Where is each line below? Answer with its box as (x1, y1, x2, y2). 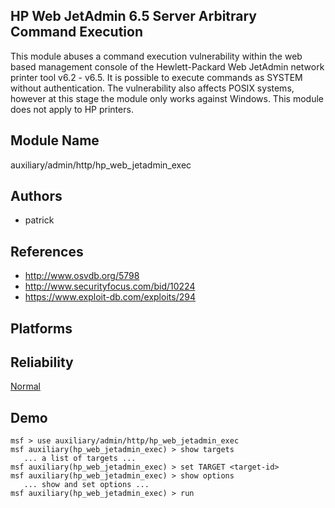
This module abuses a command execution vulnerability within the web (10, 50, 303, 62)
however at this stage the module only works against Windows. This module (10, 92, 324, 104)
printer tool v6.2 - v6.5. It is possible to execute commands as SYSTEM (10, 71, 303, 83)
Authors (10, 188, 63, 205)
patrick (24, 214, 55, 226)
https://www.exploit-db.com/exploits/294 (24, 291, 196, 303)
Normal (10, 380, 41, 393)
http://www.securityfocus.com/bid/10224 (24, 280, 196, 293)
